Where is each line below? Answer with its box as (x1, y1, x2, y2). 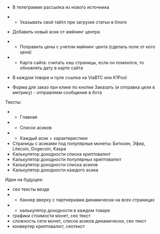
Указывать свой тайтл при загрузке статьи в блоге (19, 19, 127, 25)
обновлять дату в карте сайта (19, 65, 83, 71)
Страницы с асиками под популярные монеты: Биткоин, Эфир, (12, 140, 146, 146)
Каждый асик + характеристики (19, 135, 88, 141)
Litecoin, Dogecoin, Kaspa (12, 146, 66, 151)
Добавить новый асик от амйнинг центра (12, 29, 100, 34)
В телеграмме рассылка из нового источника (12, 4, 109, 10)
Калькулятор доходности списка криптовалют (12, 151, 111, 157)
